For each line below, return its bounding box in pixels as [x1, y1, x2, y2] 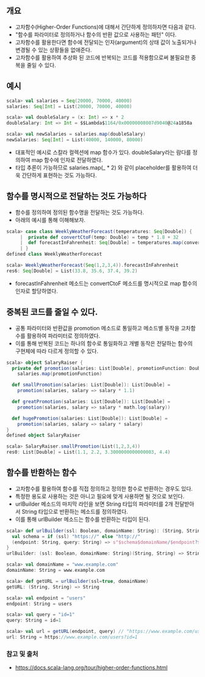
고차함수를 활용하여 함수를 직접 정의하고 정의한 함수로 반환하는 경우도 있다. [15, 485, 193, 492]
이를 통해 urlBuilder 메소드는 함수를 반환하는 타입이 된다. [15, 516, 151, 523]
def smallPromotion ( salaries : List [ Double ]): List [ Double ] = [12, 382, 171, 388]
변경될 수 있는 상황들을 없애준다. [15, 46, 92, 53]
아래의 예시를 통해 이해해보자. [15, 216, 86, 223]
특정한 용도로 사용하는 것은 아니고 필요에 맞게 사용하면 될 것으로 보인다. [15, 492, 185, 500]
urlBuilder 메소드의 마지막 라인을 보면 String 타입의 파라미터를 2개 [15, 500, 173, 508]
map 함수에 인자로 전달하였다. [31, 156, 103, 163]
